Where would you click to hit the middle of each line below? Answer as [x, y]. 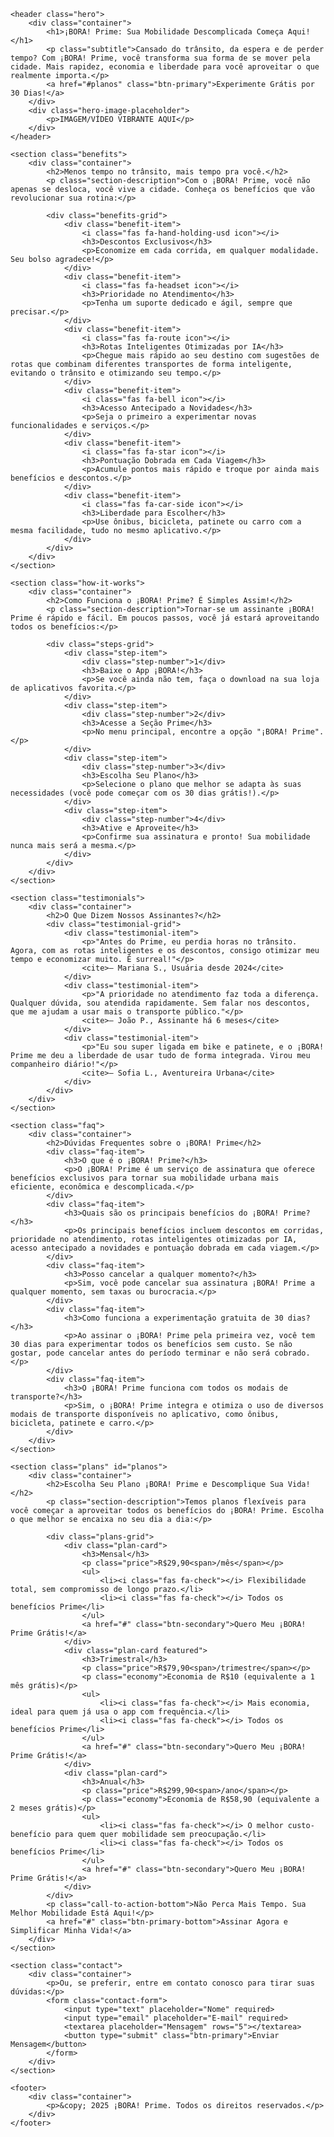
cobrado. [292, 1353]
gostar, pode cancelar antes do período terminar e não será [140, 1353]
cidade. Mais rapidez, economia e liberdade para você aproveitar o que [165, 67]
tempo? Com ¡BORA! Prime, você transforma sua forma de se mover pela [160, 58]
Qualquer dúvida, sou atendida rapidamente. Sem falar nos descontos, [160, 1003]
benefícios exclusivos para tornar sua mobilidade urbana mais [145, 1178]
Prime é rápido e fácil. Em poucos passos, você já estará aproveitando [165, 618]
